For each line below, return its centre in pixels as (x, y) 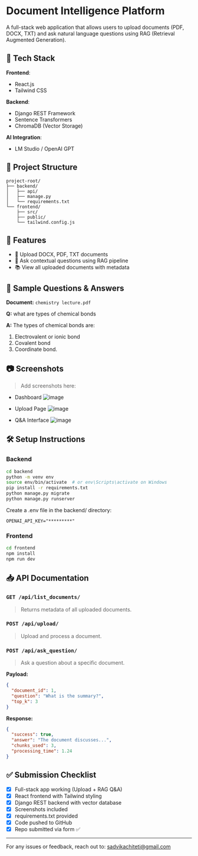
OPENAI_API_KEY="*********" (41, 521)
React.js (24, 84)
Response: (20, 718)
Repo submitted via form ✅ (47, 829)
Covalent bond (32, 343)
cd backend (19, 471)
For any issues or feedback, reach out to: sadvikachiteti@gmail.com (88, 847)
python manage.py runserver (41, 499)
